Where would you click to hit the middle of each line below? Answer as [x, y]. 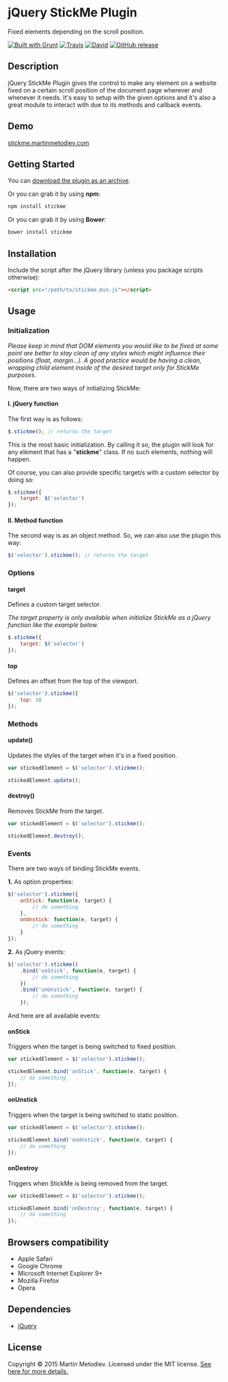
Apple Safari [35, 1259]
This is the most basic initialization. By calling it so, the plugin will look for [111, 444]
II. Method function [35, 520]
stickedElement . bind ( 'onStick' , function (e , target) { [87, 1072]
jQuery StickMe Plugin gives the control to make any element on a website [112, 83]
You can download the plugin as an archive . [69, 181]
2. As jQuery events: [37, 952]
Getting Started [41, 164]
